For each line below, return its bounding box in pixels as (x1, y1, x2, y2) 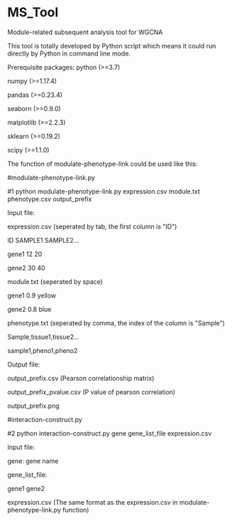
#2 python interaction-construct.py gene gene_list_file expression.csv (7, 428, 212, 438)
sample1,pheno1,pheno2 (7, 346, 78, 354)
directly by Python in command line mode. (7, 49, 131, 58)
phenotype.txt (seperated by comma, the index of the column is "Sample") (7, 318, 226, 327)
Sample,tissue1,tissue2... (7, 332, 79, 341)
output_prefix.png (7, 401, 60, 410)
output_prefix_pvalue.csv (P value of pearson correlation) (7, 387, 176, 396)
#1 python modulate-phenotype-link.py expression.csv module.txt (7, 186, 201, 196)
